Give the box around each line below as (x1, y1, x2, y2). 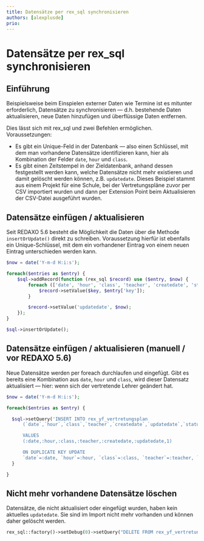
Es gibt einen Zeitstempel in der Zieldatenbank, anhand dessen (15, 162, 173, 169)
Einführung (6, 83, 50, 94)
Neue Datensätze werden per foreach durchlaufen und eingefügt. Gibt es (6, 369, 189, 377)
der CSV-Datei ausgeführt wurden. (15, 194, 103, 202)
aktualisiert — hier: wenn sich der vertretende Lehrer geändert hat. (6, 382, 174, 389)
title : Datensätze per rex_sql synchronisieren (6, 9, 129, 15)
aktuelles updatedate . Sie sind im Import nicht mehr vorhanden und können (6, 511, 194, 518)
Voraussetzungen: (6, 131, 52, 138)
